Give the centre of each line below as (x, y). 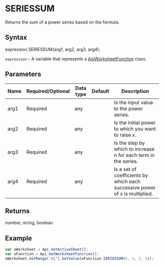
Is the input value (133, 102)
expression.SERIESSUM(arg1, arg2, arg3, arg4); (53, 49)
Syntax (16, 37)
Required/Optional (48, 91)
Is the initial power (135, 122)
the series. (126, 161)
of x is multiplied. (133, 193)
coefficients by (131, 175)
